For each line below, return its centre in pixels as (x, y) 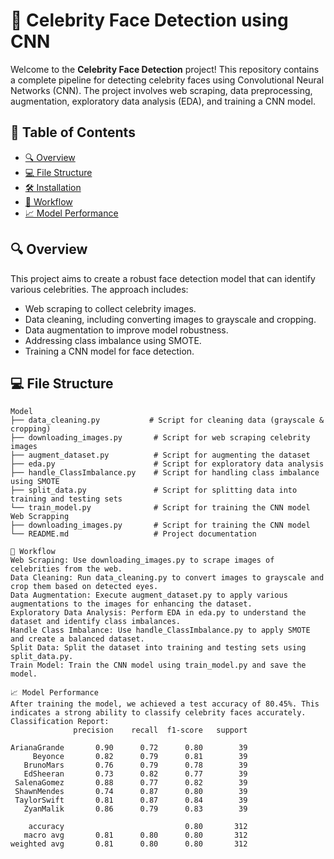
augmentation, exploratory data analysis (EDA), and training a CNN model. (163, 101)
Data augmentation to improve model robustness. (126, 330)
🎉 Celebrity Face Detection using (149, 20)
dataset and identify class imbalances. (96, 622)
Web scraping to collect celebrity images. (110, 308)
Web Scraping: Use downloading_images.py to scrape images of (142, 560)
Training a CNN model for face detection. (109, 351)
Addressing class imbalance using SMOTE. (113, 340)
